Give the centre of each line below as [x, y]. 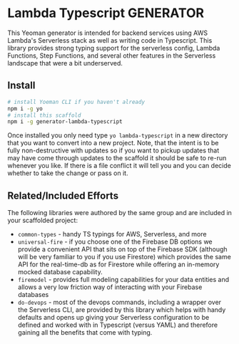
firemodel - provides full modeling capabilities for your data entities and [123, 280]
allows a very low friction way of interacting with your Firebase [110, 287]
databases [33, 295]
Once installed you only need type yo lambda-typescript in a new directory [118, 135]
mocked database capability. [60, 272]
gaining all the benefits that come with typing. [85, 333]
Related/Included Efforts [63, 196]
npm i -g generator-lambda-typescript [65, 122]
